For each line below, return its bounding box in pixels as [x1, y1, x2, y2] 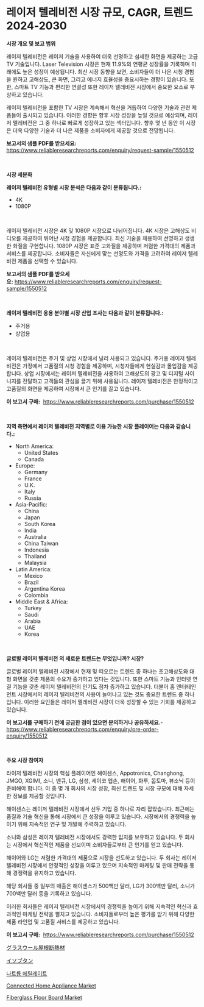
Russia [24, 494, 41, 502]
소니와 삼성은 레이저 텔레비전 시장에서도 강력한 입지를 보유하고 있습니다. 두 [6, 833, 184, 841]
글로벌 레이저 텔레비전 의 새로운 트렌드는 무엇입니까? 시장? [6, 655, 144, 662]
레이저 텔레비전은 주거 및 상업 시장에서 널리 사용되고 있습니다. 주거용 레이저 [6, 354, 185, 361]
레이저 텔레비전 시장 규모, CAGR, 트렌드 [6, 5, 193, 20]
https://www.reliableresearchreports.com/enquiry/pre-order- [6, 725, 159, 733]
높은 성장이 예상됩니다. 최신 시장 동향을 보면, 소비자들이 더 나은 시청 [22, 68, 183, 75]
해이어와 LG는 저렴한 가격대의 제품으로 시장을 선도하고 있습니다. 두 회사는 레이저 [6, 854, 197, 861]
